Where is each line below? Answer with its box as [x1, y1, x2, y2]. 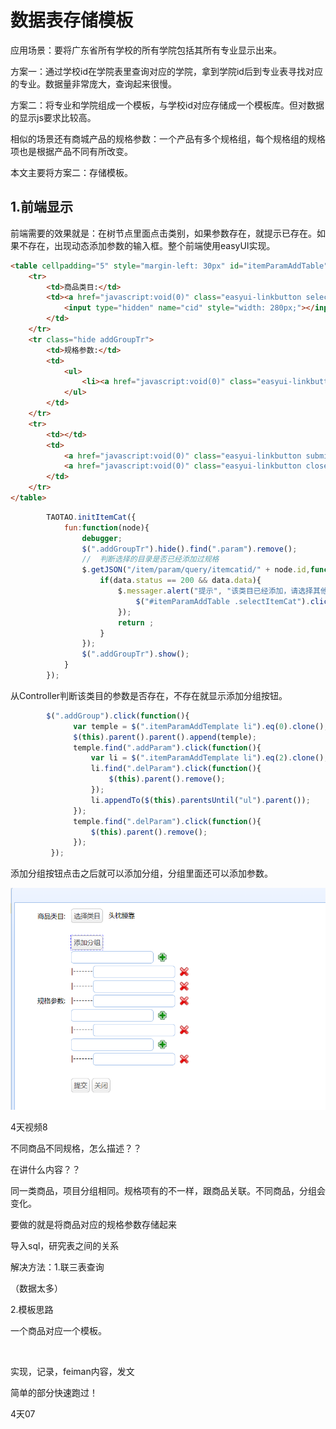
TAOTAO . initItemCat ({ [46, 512, 137, 522]
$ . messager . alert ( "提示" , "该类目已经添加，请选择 [117, 586, 313, 596]
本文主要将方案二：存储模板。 [10, 166, 133, 178]
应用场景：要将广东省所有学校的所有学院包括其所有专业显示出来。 [10, 44, 282, 56]
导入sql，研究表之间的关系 [10, 1239, 120, 1251]
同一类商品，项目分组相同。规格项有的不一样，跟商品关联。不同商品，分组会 [10, 1184, 326, 1196]
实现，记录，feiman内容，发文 [10, 1365, 135, 1377]
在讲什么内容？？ [10, 1163, 81, 1175]
